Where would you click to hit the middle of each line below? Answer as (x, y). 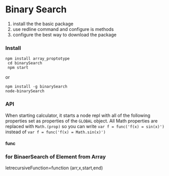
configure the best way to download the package (65, 34)
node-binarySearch (25, 91)
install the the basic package (43, 24)
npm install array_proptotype (38, 59)
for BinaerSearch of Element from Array (56, 157)
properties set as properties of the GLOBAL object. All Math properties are (81, 121)
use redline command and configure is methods (63, 29)
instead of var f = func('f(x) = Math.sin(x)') (56, 132)
